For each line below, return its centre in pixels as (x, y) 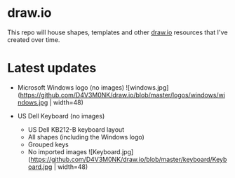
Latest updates (52, 68)
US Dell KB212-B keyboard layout (76, 129)
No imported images (58, 151)
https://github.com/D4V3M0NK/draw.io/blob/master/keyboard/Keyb (129, 159)
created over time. (34, 39)
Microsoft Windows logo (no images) (71, 87)
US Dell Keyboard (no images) (61, 116)
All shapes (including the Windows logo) (86, 137)
